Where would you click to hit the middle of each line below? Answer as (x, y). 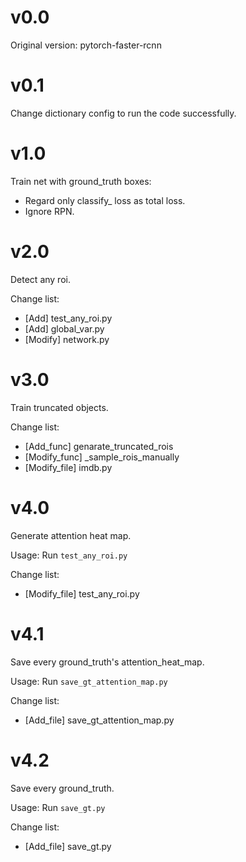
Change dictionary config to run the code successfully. (123, 113)
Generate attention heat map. (71, 535)
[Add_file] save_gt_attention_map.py (99, 720)
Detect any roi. (40, 279)
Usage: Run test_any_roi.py (69, 555)
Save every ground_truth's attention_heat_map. (107, 662)
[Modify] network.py (67, 339)
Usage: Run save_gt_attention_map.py (89, 681)
